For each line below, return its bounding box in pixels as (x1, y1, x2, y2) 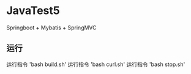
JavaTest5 (6, 4, 60, 18)
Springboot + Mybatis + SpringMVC (6, 24, 97, 31)
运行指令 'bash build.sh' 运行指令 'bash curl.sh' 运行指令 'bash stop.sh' (6, 61, 185, 68)
